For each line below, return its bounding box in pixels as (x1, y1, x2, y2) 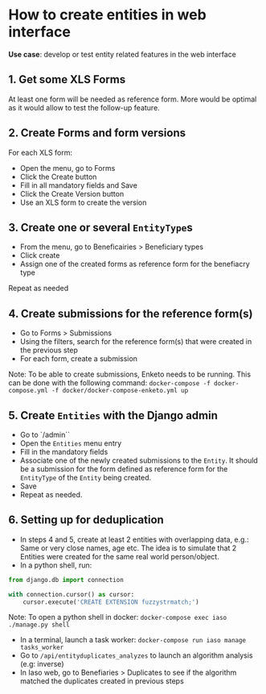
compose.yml (8, 387, 48, 395)
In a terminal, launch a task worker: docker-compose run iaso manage (19, 635, 247, 645)
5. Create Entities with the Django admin (8, 409, 219, 422)
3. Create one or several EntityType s (8, 220, 193, 235)
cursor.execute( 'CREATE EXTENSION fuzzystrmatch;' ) (23, 598, 199, 606)
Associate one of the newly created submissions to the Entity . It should (19, 455, 259, 465)
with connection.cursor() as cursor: (8, 590, 135, 598)
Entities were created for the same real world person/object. (19, 551, 219, 561)
